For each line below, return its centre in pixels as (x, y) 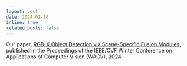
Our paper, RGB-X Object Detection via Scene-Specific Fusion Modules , (93, 44)
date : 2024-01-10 (27, 17)
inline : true (22, 22)
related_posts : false (33, 28)
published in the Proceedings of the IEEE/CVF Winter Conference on (89, 51)
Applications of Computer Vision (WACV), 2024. (64, 57)
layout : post (22, 11)
